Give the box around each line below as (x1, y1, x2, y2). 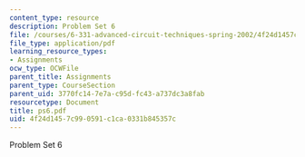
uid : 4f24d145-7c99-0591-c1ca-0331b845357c (9, 114, 177, 123)
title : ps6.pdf (9, 106, 67, 115)
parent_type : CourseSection (9, 81, 116, 90)
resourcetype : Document (9, 97, 100, 107)
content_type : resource (9, 13, 100, 23)
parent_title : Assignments (9, 73, 112, 82)
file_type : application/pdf (9, 38, 116, 48)
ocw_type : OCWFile (9, 64, 79, 74)
